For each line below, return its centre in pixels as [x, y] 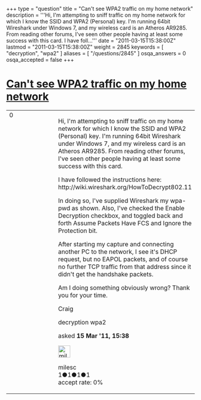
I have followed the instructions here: [110, 180]
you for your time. [83, 295]
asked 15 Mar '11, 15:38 [94, 336]
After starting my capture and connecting [116, 244]
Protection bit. [77, 231]
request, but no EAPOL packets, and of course [123, 259]
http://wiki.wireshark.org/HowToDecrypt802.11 [125, 187]
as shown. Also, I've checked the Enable [128, 208]
